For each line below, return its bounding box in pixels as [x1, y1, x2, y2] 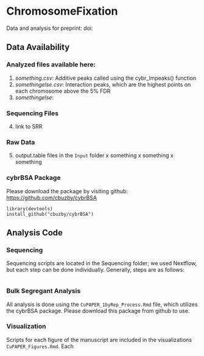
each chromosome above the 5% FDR [15, 87, 111, 94]
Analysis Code [6, 227, 63, 238]
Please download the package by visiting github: [6, 187, 128, 194]
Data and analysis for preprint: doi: [6, 24, 93, 32]
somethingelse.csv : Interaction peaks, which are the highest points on [15, 80, 191, 88]
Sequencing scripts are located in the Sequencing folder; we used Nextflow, [6, 260, 197, 267]
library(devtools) [6, 205, 53, 212]
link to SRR [15, 123, 43, 130]
